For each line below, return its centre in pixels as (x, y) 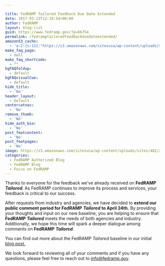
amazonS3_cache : (22, 41)
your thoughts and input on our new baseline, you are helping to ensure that (82, 213)
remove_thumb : (20, 114)
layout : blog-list (24, 27)
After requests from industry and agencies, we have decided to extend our (81, 203)
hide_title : (17, 87)
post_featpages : (22, 142)
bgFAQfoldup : (18, 69)
